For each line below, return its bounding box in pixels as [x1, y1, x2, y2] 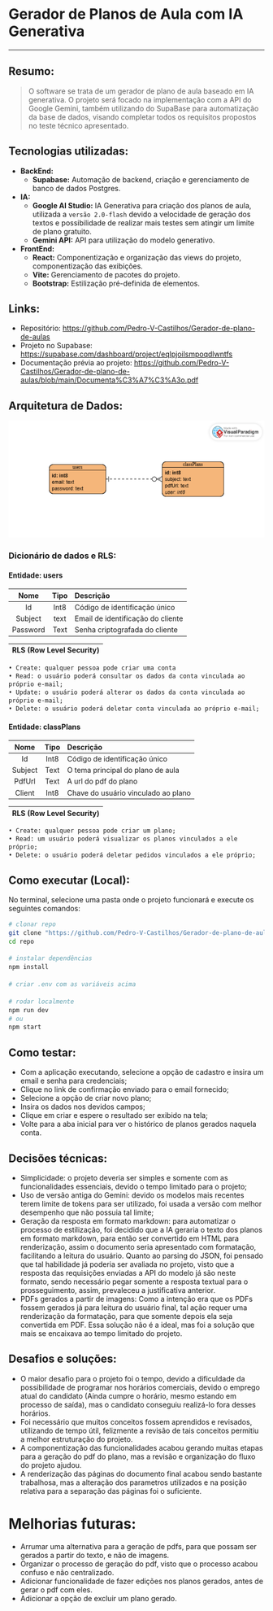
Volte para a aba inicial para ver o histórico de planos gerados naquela [19, 1120, 257, 1129]
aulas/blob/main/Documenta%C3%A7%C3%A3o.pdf [19, 375, 199, 385]
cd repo [8, 937, 35, 945]
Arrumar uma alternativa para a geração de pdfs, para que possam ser [19, 1541, 258, 1551]
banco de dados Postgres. [32, 183, 121, 193]
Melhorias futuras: [8, 1514, 136, 1533]
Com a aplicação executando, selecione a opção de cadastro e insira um [19, 1067, 264, 1077]
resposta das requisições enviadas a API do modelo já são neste [19, 1268, 236, 1277]
